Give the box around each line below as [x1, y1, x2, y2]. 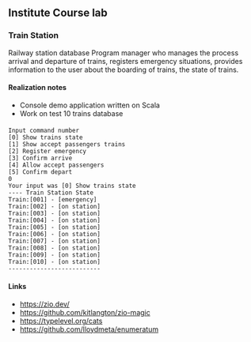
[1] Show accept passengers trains [8, 141, 126, 148]
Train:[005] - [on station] [8, 224, 101, 231]
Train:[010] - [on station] [8, 258, 101, 266]
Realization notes [8, 83, 67, 92]
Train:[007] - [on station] [8, 237, 101, 246]
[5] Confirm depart [8, 168, 73, 176]
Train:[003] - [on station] [8, 209, 101, 218]
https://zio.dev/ [19, 299, 70, 309]
